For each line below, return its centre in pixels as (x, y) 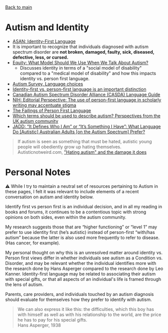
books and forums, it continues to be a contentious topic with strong (76, 212)
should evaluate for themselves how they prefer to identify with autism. (78, 299)
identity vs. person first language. (55, 78)
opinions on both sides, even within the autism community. (66, 217)
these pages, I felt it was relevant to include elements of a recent (72, 191)
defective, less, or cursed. (40, 57)
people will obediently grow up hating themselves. (69, 147)
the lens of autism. (24, 284)
